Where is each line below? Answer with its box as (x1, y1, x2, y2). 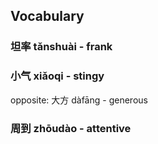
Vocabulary (10, 8, 85, 25)
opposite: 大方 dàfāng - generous (10, 94, 148, 106)
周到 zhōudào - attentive (10, 121, 132, 135)
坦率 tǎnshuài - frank (10, 40, 113, 54)
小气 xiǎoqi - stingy (10, 69, 105, 83)
